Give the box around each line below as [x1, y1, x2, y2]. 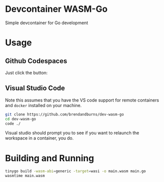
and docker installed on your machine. [5, 102, 82, 108]
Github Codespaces [5, 57, 67, 65]
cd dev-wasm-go [5, 116, 36, 121]
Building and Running [5, 152, 94, 164]
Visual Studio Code [5, 84, 65, 92]
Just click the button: [5, 70, 48, 75]
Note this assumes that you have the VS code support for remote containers [5, 97, 160, 103]
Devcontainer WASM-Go [5, 3, 108, 15]
